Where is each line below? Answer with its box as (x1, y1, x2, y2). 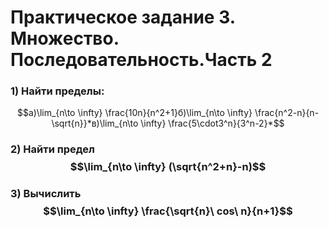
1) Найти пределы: (10, 84, 105, 98)
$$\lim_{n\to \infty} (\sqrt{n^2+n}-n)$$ (69, 160, 267, 174)
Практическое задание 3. (10, 6, 236, 29)
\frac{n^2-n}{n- (254, 107, 320, 119)
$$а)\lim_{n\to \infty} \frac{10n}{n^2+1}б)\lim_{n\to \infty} (16, 107, 253, 119)
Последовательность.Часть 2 (10, 49, 273, 71)
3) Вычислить (10, 187, 82, 201)
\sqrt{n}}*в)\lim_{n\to (51, 117, 139, 130)
